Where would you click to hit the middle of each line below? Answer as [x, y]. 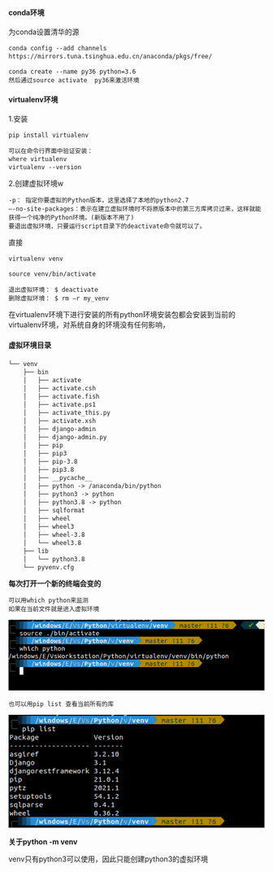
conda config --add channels [58, 49]
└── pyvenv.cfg [49, 567]
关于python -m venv [43, 842]
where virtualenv [38, 159]
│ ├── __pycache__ [58, 477]
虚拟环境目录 [30, 345]
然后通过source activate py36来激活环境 [74, 81]
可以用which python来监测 [49, 600]
